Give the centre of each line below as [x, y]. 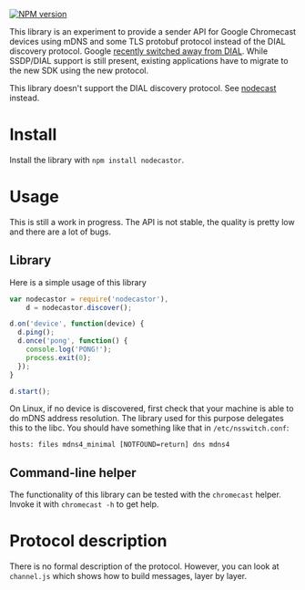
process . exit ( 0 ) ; [59, 357]
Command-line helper [73, 473]
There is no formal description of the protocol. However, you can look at [144, 566]
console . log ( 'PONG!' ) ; [69, 350]
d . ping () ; [36, 333]
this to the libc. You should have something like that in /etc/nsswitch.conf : [149, 428]
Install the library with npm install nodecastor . [97, 160]
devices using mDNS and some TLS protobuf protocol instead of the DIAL [148, 41]
